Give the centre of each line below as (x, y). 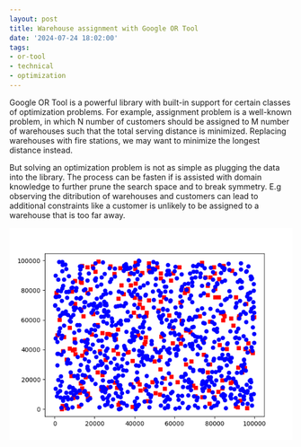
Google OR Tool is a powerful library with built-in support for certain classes (150, 102)
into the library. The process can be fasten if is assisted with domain (136, 177)
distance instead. (41, 150)
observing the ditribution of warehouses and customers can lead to (134, 196)
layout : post (34, 19)
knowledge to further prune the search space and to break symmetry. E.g (145, 186)
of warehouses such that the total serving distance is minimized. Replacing (148, 131)
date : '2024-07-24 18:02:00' (64, 38)
